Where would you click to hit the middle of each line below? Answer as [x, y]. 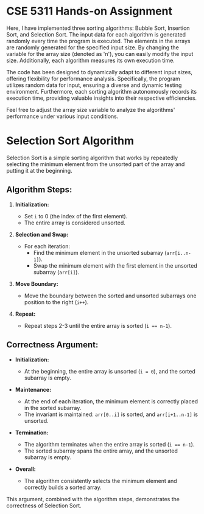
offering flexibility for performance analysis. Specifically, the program [93, 78]
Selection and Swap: [42, 234]
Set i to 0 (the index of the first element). [76, 216]
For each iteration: [47, 246]
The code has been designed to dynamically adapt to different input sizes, [100, 72]
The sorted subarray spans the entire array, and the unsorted [101, 451]
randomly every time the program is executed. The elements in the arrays [98, 41]
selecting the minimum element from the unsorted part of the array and [96, 164]
